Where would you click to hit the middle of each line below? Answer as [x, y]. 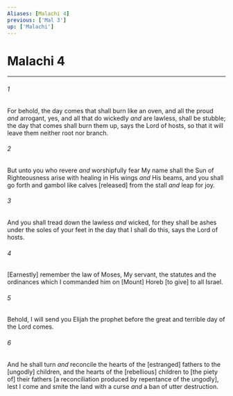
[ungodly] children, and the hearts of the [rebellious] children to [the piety [113, 372]
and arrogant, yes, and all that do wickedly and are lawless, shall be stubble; [116, 118]
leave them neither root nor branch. [58, 133]
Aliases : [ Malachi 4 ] [38, 14]
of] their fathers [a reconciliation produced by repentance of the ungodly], [113, 379]
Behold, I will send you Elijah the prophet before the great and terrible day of [116, 320]
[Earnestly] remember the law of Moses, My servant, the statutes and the [112, 274]
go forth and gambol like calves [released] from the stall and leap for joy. [111, 185]
